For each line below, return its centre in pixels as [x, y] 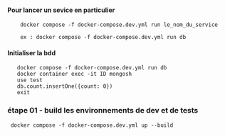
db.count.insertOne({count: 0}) [65, 86]
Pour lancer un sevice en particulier [61, 10]
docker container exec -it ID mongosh [74, 74]
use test [30, 80]
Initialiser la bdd [31, 52]
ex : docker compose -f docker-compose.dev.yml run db [103, 38]
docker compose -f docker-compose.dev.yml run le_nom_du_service [119, 25]
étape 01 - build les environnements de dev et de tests [103, 110]
